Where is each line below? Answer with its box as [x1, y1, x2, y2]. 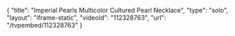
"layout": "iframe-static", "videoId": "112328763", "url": [6, 13, 166, 22]
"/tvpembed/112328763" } [6, 21, 83, 29]
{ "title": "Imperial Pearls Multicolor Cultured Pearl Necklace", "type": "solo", [6, 6, 229, 14]
